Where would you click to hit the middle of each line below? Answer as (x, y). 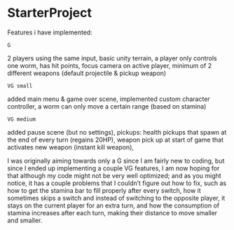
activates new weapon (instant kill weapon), (71, 147)
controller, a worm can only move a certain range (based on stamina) (107, 106)
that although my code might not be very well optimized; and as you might (115, 175)
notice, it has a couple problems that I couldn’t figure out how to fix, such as (117, 183)
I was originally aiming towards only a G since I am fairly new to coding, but (116, 161)
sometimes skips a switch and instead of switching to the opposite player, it (116, 198)
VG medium (22, 119)
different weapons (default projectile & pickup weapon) (87, 73)
